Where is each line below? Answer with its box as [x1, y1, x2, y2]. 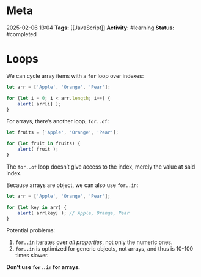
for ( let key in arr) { [6, 204, 67, 210]
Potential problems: [6, 227, 56, 234]
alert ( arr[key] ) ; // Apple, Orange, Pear [17, 210, 130, 216]
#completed [6, 30, 37, 37]
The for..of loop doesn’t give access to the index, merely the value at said [6, 163, 196, 170]
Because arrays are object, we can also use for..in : [6, 181, 139, 189]
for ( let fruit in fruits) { [6, 140, 81, 147]
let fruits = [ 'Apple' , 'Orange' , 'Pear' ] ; [6, 129, 119, 135]
